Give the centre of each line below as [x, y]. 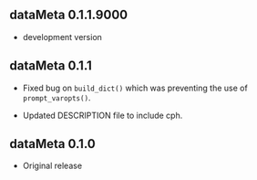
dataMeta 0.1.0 [52, 144]
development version [62, 37]
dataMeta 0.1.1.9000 [69, 15]
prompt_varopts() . [57, 97]
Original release [52, 166]
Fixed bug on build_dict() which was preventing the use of [135, 88]
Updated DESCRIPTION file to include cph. [103, 115]
